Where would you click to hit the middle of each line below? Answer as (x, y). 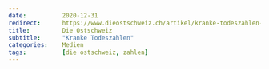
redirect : (25, 23)
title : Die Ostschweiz (60, 30)
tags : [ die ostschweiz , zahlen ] (78, 52)
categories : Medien (46, 45)
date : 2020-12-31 (53, 15)
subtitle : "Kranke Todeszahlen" (71, 38)
